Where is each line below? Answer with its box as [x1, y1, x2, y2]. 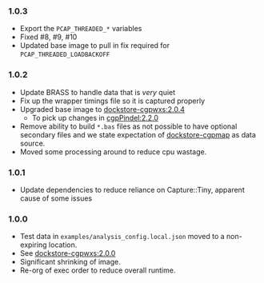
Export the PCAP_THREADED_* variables [19, 24, 142, 34]
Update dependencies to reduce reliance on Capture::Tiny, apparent [19, 185, 246, 194]
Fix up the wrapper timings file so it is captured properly [19, 96, 206, 106]
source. [19, 138, 46, 148]
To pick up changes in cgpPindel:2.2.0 [31, 113, 158, 122]
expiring [19, 240, 47, 249]
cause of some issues [19, 193, 93, 203]
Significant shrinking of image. [19, 257, 122, 267]
